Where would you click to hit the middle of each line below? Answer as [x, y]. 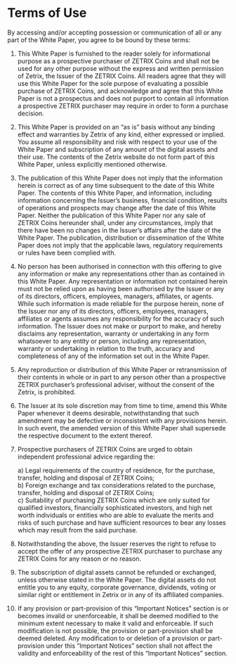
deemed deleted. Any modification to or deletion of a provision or [112, 638]
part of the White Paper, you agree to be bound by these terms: [99, 39]
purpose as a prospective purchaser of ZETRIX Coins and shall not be [118, 60]
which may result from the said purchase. [78, 530]
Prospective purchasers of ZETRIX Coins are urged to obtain [105, 449]
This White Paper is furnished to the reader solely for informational [114, 53]
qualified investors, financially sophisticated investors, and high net [115, 507]
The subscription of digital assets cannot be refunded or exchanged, [117, 572]
